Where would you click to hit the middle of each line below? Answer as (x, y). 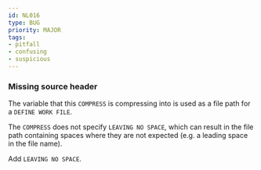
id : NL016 (24, 15)
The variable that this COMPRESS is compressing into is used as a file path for (129, 103)
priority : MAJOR (34, 30)
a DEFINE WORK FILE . (40, 112)
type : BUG (24, 23)
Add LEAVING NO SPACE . (45, 159)
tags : (17, 37)
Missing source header (53, 86)
